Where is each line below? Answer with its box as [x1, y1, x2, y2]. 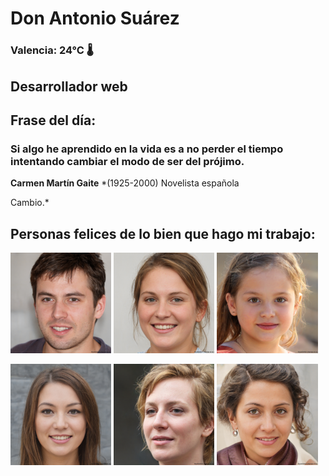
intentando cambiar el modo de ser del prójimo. [10, 154, 245, 168]
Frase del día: [10, 112, 97, 129]
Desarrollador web [10, 78, 128, 95]
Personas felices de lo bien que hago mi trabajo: [10, 225, 316, 242]
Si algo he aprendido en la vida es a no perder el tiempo [10, 142, 284, 156]
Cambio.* [10, 197, 50, 209]
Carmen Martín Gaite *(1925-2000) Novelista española [10, 177, 240, 189]
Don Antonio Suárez [10, 7, 180, 30]
